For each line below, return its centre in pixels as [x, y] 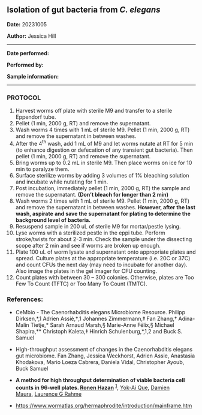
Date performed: [28, 53]
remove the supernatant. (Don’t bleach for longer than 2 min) [92, 194]
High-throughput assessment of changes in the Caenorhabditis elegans [104, 350]
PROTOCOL [24, 97]
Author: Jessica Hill [31, 36]
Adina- [187, 319]
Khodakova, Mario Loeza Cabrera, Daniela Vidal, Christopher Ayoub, [100, 362]
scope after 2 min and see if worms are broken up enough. [88, 245]
